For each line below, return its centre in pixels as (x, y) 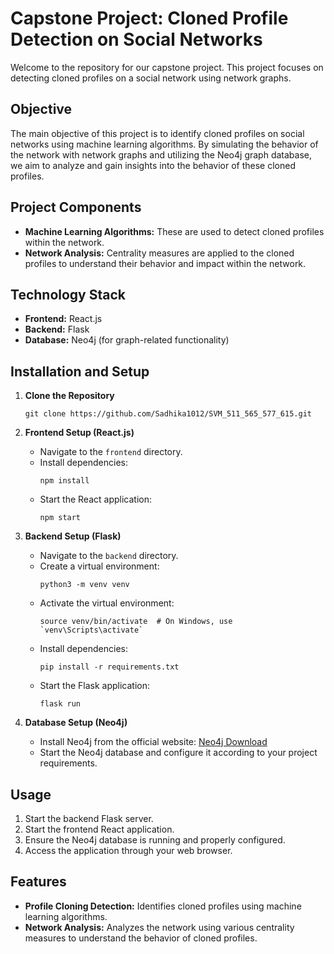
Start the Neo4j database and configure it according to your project (178, 753)
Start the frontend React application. (99, 829)
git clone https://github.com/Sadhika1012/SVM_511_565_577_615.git (168, 414)
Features (38, 882)
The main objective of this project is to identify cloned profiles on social (157, 133)
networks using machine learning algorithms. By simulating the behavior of (164, 144)
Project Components (76, 207)
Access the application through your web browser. (128, 850)
